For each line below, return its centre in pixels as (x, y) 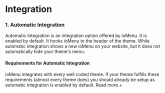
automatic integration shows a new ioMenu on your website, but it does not (82, 46)
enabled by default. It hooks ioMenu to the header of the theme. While (77, 41)
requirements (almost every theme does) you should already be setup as (80, 79)
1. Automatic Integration (35, 25)
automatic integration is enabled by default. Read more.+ (64, 85)
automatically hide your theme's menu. (45, 51)
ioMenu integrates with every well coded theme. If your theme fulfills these (82, 74)
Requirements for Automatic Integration (47, 63)
